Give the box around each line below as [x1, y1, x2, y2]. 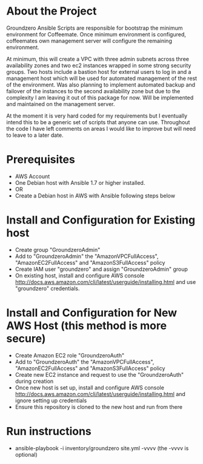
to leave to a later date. [6, 131, 64, 139]
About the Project [6, 4, 97, 18]
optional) [15, 451, 38, 458]
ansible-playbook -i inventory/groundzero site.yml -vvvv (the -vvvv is [15, 444, 189, 452]
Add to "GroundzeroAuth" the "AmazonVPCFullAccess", [15, 358, 155, 365]
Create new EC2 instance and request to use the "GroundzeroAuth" [15, 371, 184, 378]
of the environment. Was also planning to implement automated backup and [6, 81, 196, 88]
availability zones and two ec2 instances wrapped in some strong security [6, 62, 191, 69]
